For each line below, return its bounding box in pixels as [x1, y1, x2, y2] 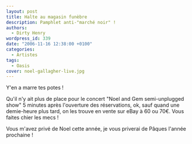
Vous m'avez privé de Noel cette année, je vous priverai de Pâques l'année [6, 125, 187, 132]
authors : [6, 24, 27, 31]
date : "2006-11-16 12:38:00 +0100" [6, 41, 93, 47]
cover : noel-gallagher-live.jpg [6, 68, 85, 74]
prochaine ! [6, 132, 33, 139]
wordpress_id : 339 [6, 36, 51, 41]
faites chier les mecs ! [6, 114, 59, 121]
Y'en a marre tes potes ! [6, 84, 64, 91]
